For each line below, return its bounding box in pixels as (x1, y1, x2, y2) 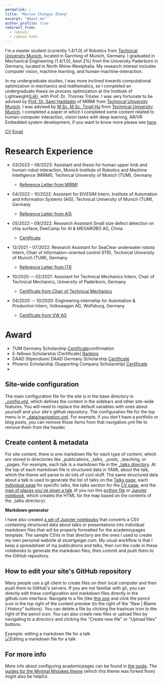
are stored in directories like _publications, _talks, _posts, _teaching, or (5, 456, 146, 462)
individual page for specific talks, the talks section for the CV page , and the (5, 482, 156, 488)
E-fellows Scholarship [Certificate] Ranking (12, 350, 99, 356)
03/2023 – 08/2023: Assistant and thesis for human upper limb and (12, 162, 147, 168)
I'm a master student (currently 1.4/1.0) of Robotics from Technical (5, 47, 138, 54)
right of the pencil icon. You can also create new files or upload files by (5, 611, 147, 617)
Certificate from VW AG (19, 312, 67, 318)
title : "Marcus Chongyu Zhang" (5, 12, 69, 17)
